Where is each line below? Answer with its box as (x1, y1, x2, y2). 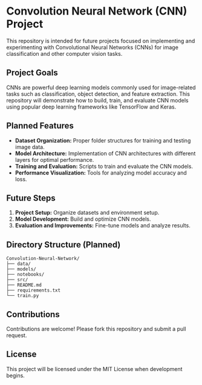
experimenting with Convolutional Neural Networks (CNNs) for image (6, 44, 178, 51)
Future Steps (6, 193, 56, 203)
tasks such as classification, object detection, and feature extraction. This (6, 90, 191, 98)
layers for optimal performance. (15, 156, 94, 163)
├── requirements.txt (6, 287, 61, 293)
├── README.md (6, 282, 42, 289)
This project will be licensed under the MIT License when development (6, 365, 183, 372)
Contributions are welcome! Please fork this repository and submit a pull (6, 326, 186, 332)
